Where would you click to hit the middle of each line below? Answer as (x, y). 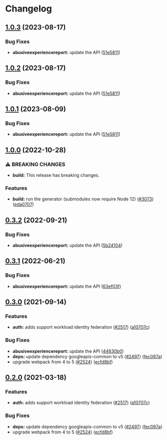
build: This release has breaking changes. (56, 175)
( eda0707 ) (23, 204)
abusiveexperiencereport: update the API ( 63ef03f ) (67, 286)
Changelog (29, 9)
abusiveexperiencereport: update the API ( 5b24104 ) (67, 245)
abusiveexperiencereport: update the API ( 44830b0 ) (68, 351)
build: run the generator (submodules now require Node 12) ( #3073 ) (83, 199)
